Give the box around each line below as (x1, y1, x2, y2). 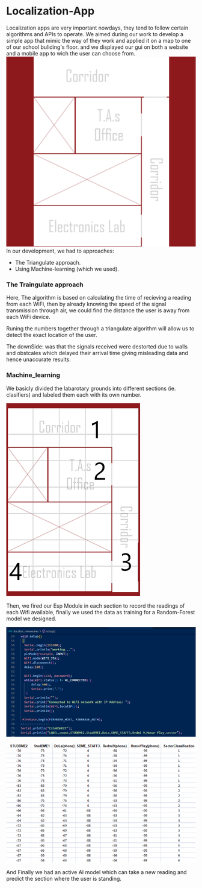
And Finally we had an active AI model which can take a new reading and (6, 869, 188, 876)
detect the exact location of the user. (6, 332, 97, 339)
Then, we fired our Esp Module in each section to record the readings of (6, 602, 185, 609)
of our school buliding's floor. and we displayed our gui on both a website (6, 43, 188, 51)
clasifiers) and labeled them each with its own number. (6, 391, 142, 398)
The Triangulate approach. (14, 259, 81, 266)
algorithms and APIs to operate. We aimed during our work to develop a (6, 30, 183, 37)
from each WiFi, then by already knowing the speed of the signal (6, 300, 167, 308)
